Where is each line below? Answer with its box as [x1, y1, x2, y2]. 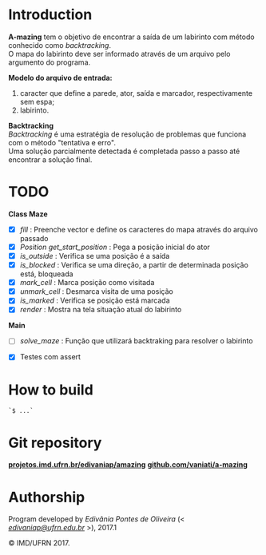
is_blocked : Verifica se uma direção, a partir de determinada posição [19, 260, 249, 270]
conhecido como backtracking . [8, 40, 112, 50]
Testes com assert [19, 352, 81, 362]
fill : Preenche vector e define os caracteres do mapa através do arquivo [19, 224, 258, 234]
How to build [8, 381, 93, 398]
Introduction [8, 6, 93, 24]
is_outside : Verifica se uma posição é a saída [19, 252, 170, 260]
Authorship [8, 488, 85, 506]
